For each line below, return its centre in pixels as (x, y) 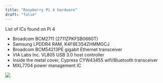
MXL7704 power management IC (47, 65)
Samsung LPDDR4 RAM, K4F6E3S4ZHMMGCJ (61, 44)
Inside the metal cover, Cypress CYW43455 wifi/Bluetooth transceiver (85, 60)
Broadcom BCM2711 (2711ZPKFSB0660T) (55, 39)
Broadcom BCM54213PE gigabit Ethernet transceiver (67, 49)
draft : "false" (21, 15)
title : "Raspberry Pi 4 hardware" (42, 10)
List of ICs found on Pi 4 (30, 29)
